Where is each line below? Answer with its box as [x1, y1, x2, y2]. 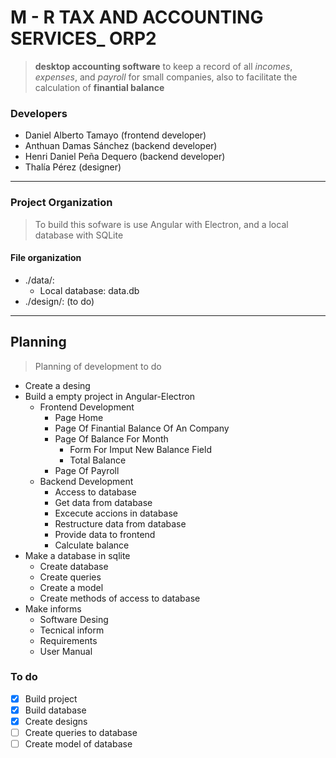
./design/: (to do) [24, 295, 95, 307]
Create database [39, 560, 109, 572]
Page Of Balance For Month [54, 432, 169, 445]
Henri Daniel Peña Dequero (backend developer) [24, 151, 226, 163]
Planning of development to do [34, 360, 162, 372]
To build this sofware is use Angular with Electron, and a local [34, 218, 289, 230]
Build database [24, 704, 87, 716]
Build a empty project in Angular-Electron [24, 390, 196, 402]
